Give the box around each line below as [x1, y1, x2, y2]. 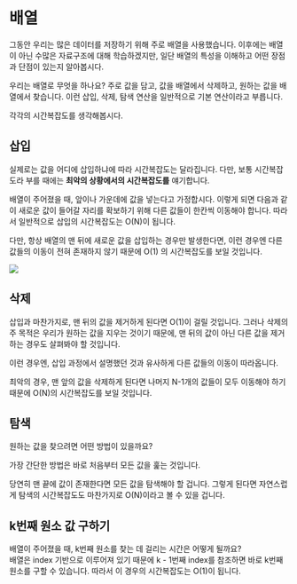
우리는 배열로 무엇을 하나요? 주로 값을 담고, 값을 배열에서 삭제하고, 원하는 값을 [9, 80, 277, 91]
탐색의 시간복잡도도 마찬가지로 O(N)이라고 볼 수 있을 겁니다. [18, 490, 225, 501]
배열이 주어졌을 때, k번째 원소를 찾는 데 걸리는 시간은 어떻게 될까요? [9, 543, 242, 555]
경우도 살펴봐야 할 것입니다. [25, 338, 121, 349]
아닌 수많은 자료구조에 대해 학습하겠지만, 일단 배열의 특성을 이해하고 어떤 [18, 50, 270, 60]
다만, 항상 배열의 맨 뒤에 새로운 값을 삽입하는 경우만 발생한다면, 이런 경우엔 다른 [9, 234, 284, 245]
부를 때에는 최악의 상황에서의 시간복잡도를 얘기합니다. [25, 175, 210, 185]
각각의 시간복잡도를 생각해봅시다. [9, 110, 124, 121]
